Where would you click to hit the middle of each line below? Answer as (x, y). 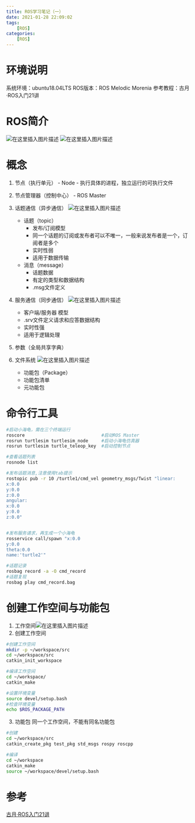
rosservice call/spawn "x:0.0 (43, 538)
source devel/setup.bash (37, 698)
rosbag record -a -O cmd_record (46, 572)
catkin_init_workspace (34, 661)
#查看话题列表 (21, 457)
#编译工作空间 (21, 672)
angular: (17, 501)
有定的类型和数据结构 (58, 280)
